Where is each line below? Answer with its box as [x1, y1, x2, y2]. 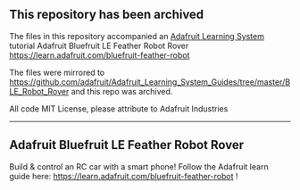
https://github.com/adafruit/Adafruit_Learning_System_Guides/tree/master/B [9, 76, 291, 87]
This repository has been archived [9, 7, 204, 22]
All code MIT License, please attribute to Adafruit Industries [9, 103, 229, 114]
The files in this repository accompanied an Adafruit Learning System [9, 30, 265, 41]
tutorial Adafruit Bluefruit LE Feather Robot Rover [9, 40, 189, 51]
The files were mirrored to [9, 67, 105, 78]
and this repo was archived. [71, 86, 173, 96]
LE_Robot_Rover [9, 86, 70, 96]
